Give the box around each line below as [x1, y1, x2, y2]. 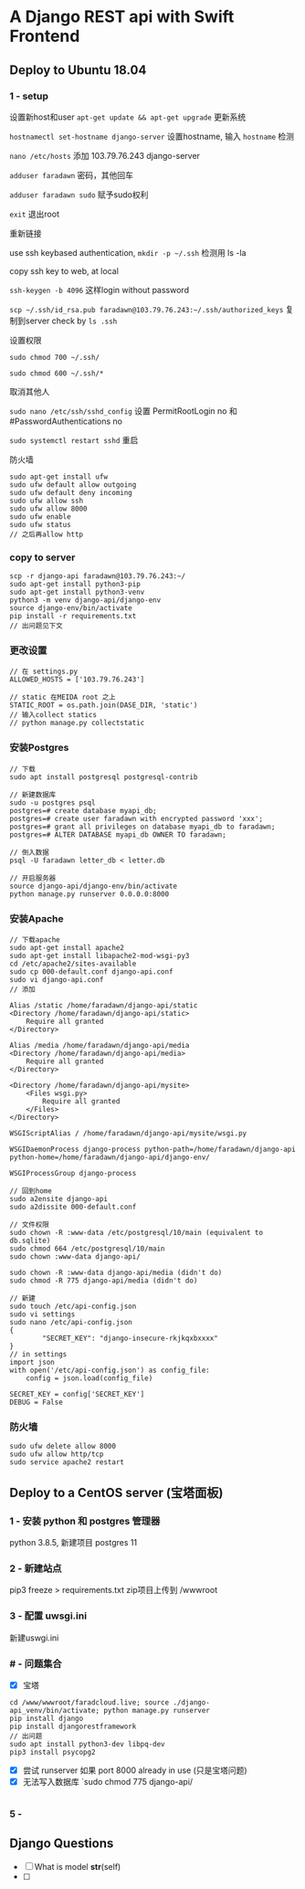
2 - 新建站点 [9, 1562, 62, 1575]
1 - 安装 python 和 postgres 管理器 [9, 1514, 161, 1527]
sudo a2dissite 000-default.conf [9, 1203, 137, 1212]
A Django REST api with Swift [9, 6, 235, 27]
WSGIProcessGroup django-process [9, 1169, 137, 1178]
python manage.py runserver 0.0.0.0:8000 [9, 889, 170, 899]
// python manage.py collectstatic [9, 719, 145, 728]
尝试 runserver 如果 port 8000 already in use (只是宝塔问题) [22, 1765, 248, 1776]
